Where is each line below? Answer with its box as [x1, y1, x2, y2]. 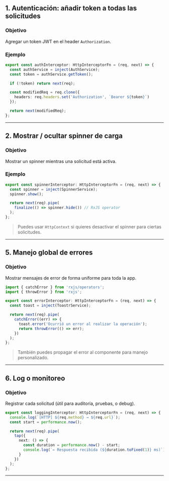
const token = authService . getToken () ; [10, 71, 94, 77]
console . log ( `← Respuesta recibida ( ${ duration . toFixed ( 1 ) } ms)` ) [23, 447, 165, 452]
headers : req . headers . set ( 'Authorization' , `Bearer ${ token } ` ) [14, 95, 150, 100]
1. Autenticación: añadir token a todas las [5, 4, 137, 13]
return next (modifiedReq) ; [10, 108, 66, 114]
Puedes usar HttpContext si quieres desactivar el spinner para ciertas [17, 223, 162, 229]
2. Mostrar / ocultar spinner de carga [5, 132, 123, 140]
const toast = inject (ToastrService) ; [10, 303, 92, 308]
